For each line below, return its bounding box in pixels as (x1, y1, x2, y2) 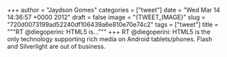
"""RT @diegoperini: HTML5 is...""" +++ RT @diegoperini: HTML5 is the (7, 27, 211, 36)
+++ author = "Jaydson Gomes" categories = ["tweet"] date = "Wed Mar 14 (7, 6, 220, 14)
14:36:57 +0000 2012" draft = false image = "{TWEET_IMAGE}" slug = (7, 13, 206, 21)
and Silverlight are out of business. (7, 43, 106, 50)
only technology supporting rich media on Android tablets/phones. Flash (7, 35, 213, 43)
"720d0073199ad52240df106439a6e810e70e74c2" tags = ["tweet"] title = (7, 21, 219, 28)
